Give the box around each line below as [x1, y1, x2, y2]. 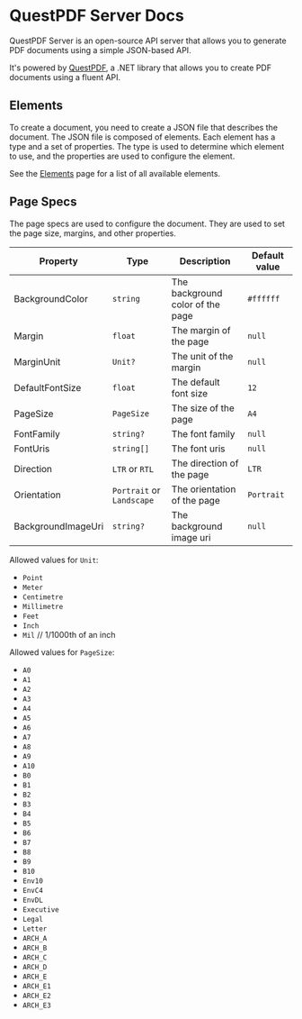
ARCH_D [22, 962, 48, 971]
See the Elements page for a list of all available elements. [9, 168, 221, 178]
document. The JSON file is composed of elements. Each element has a [9, 132, 276, 142]
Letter [22, 924, 48, 933]
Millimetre [22, 602, 64, 611]
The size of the [171, 402, 235, 414]
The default [171, 376, 220, 388]
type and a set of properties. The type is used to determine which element [9, 141, 285, 151]
